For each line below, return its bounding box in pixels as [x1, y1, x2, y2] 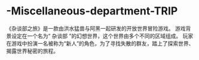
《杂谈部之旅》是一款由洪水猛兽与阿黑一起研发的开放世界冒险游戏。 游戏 [6, 25, 186, 32]
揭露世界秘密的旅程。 [6, 47, 59, 55]
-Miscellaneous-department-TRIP [6, 4, 178, 18]
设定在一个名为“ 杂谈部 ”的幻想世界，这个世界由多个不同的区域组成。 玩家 [11, 32, 194, 40]
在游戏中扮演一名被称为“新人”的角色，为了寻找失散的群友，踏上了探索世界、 [6, 40, 194, 47]
